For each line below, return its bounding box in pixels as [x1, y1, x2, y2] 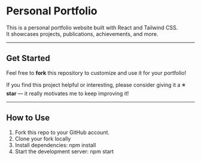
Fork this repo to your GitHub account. [14, 129, 109, 136]
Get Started [6, 53, 50, 63]
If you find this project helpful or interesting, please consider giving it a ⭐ [6, 81, 186, 88]
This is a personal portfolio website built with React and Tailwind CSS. [6, 24, 178, 31]
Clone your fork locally [14, 135, 71, 142]
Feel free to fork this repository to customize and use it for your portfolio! [6, 69, 187, 76]
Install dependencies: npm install [14, 141, 96, 148]
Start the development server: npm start [14, 148, 114, 155]
